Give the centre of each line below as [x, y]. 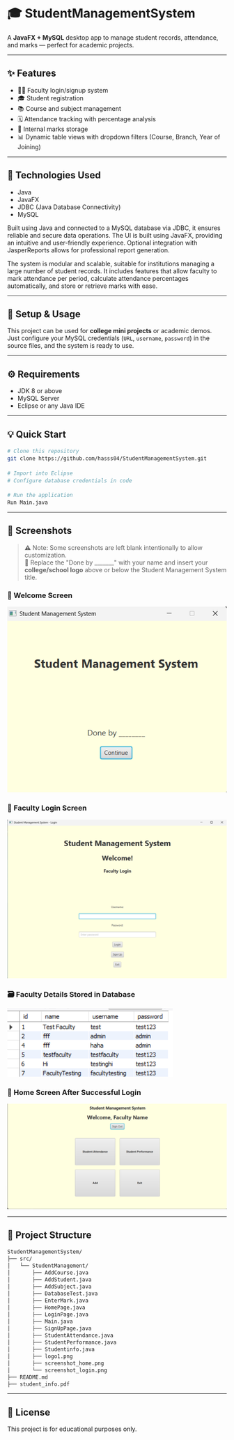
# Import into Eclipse [40, 473]
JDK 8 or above [40, 391]
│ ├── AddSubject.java [49, 1287]
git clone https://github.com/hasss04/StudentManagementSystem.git [107, 458]
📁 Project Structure [49, 1235]
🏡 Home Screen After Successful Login [74, 1093]
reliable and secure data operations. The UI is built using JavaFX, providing [115, 235]
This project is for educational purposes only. [72, 1429]
